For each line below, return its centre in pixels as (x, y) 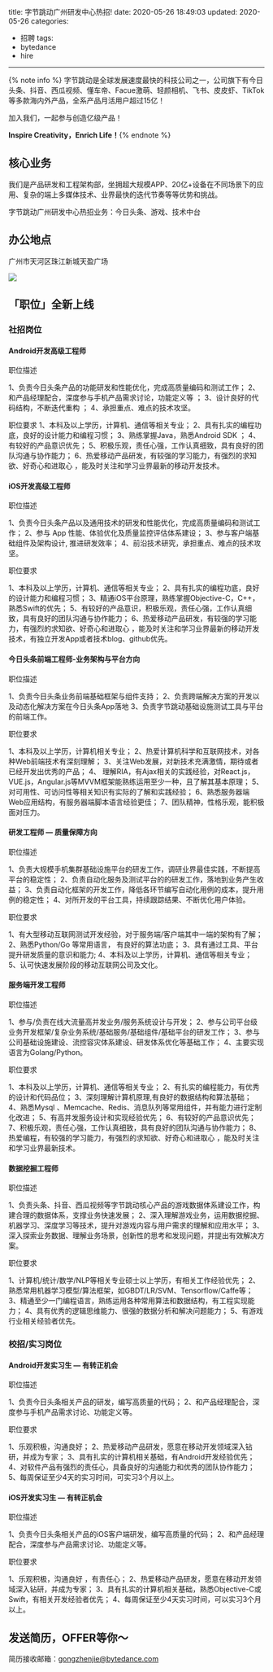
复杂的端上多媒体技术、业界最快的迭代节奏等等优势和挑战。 (122, 195)
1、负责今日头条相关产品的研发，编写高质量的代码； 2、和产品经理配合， (131, 1402)
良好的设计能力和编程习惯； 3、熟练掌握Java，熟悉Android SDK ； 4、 (141, 436)
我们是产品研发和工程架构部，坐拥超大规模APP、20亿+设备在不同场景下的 (133, 184)
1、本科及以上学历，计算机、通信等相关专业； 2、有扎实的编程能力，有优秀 (134, 1087)
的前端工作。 (30, 716)
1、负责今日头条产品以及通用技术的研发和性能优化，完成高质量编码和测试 (131, 523)
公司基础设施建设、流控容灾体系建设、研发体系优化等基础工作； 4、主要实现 (136, 1042)
